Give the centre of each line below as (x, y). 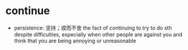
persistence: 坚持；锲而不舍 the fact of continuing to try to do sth (93, 28)
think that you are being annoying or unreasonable (75, 41)
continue (28, 11)
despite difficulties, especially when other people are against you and (98, 34)
